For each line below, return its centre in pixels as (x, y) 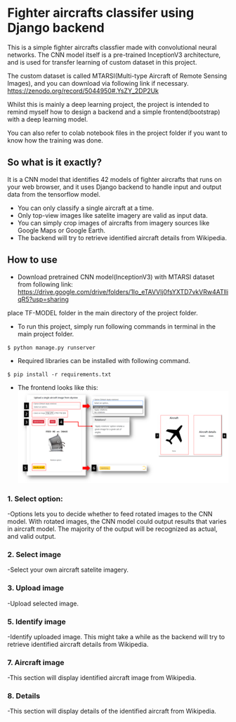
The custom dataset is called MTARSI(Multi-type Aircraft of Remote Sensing (117, 76)
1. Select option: (35, 499)
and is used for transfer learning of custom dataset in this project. (102, 62)
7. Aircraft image (36, 662)
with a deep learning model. (48, 119)
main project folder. (46, 334)
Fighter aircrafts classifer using (101, 13)
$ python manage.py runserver (52, 348)
